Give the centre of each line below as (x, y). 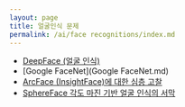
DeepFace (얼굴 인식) (61, 61)
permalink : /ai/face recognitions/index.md (92, 34)
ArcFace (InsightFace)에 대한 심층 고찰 (92, 82)
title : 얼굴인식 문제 (44, 26)
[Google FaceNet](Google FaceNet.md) (96, 71)
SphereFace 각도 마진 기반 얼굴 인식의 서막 (99, 93)
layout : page (34, 18)
